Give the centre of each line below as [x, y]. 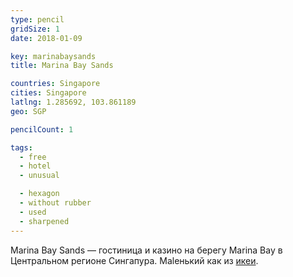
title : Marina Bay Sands [62, 66]
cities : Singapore [48, 93]
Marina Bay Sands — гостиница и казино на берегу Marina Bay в [146, 250]
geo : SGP [28, 111]
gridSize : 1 [35, 29]
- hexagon [39, 194]
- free [33, 157]
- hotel [35, 166]
